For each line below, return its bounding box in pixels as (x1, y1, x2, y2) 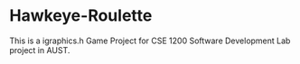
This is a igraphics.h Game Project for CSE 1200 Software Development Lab (9, 35, 291, 46)
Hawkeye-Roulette (9, 5, 153, 26)
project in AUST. (9, 44, 70, 55)
